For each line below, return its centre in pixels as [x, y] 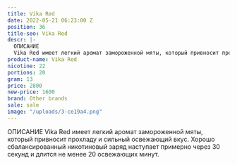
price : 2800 [25, 86]
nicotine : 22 [26, 66]
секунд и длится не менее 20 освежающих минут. [84, 154]
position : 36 [26, 27]
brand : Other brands [38, 99]
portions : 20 [26, 72]
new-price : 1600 [31, 92]
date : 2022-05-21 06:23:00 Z [50, 20]
